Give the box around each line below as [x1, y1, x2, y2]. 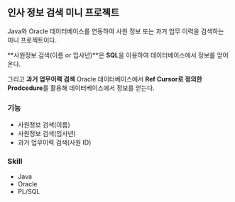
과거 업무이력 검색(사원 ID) [17, 138, 92, 147]
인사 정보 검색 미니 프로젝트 [7, 6, 119, 19]
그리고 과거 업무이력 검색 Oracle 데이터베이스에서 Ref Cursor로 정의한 [7, 74, 202, 83]
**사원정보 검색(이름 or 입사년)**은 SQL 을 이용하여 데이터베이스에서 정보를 [7, 50, 216, 59]
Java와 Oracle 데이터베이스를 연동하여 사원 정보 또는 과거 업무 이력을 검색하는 [7, 27, 224, 35]
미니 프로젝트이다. [7, 35, 58, 44]
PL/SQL [17, 187, 40, 196]
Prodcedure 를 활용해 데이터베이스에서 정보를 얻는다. [7, 84, 155, 92]
